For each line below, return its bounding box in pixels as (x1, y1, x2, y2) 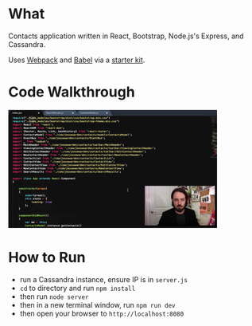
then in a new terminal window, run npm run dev (19, 300, 176, 309)
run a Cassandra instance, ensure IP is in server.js (19, 274, 188, 284)
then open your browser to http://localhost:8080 (19, 308, 184, 318)
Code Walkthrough (8, 83, 135, 101)
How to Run (8, 249, 86, 267)
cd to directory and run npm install (19, 283, 136, 293)
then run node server (19, 292, 89, 301)
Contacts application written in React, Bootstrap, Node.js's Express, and (8, 31, 244, 41)
